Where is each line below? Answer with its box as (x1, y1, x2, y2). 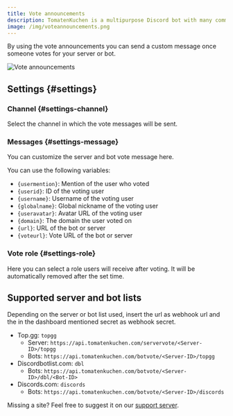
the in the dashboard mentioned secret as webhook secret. (7, 317, 176, 326)
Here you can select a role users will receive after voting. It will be (7, 265, 196, 273)
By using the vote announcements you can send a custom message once (7, 42, 217, 51)
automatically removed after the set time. (7, 272, 125, 280)
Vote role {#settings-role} (7, 249, 96, 258)
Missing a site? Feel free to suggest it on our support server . (7, 401, 179, 410)
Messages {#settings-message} (7, 137, 119, 147)
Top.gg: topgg (17, 331, 57, 340)
